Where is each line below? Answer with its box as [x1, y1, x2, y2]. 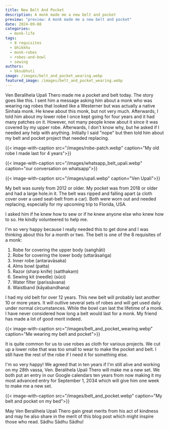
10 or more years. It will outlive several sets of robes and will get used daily [5, 299, 161, 305]
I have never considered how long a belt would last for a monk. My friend [5, 310, 157, 317]
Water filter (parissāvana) [12, 279, 66, 285]
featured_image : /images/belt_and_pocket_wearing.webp [5, 78, 123, 83]
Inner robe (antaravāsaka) [12, 257, 67, 263]
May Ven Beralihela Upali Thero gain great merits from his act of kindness [5, 408, 159, 414]
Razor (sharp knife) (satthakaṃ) [12, 268, 79, 274]
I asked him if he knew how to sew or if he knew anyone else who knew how [5, 211, 164, 217]
